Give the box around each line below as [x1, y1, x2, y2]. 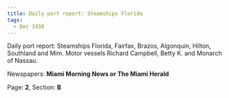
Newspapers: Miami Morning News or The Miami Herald [7, 70, 170, 78]
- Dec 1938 [13, 23, 45, 30]
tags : [7, 17, 23, 23]
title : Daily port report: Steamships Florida [7, 10, 143, 17]
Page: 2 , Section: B [7, 84, 62, 92]
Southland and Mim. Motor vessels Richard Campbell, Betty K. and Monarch [7, 49, 222, 57]
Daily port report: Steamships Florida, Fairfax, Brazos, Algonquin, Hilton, [7, 42, 211, 50]
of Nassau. [7, 57, 38, 65]
